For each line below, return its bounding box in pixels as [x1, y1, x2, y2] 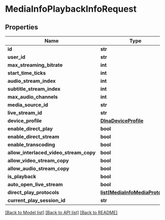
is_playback [7, 173, 36, 180]
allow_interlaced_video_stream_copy [7, 149, 96, 156]
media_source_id [7, 101, 48, 108]
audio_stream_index [7, 77, 56, 84]
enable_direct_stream [7, 133, 59, 140]
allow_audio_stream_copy [7, 165, 70, 172]
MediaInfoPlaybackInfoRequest [5, 3, 137, 15]
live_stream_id [7, 109, 42, 116]
